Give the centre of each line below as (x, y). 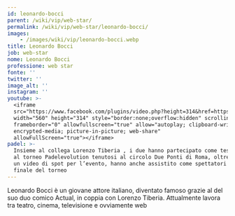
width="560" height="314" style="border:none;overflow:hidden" (107, 118)
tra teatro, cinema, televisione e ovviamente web (77, 205)
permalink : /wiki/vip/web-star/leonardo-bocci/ (78, 27)
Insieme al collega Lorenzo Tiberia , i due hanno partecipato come (115, 151)
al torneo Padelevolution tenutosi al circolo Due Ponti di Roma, (112, 157)
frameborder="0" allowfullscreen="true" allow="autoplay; (100, 124)
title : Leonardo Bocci (40, 46)
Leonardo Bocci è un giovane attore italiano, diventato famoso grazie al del (115, 190)
